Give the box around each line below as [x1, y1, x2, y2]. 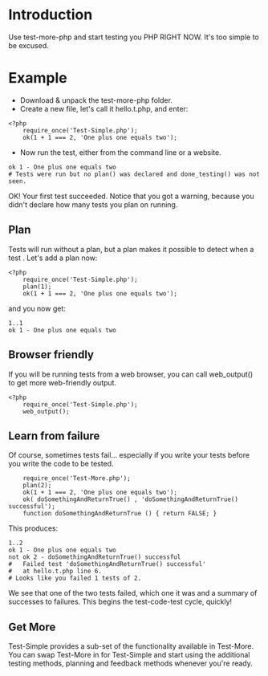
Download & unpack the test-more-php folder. [19, 95, 173, 105]
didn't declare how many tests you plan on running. [8, 199, 178, 210]
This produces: [8, 523, 59, 533]
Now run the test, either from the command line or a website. [19, 147, 222, 157]
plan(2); [22, 482, 52, 490]
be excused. [8, 40, 50, 50]
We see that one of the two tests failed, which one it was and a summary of [8, 588, 258, 598]
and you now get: [8, 303, 67, 313]
